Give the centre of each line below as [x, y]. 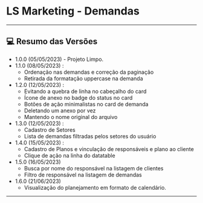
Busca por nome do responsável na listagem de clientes [94, 168]
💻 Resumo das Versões [52, 41]
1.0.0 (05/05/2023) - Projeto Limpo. [59, 59]
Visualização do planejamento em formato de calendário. [95, 187]
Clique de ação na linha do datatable [70, 155]
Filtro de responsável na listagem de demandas [83, 175]
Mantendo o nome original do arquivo [71, 117]
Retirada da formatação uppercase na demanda [83, 78]
